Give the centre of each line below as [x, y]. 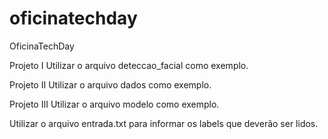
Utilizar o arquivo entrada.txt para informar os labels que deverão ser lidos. [164, 123]
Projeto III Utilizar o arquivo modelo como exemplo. [114, 104]
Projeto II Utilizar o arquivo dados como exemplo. [110, 84]
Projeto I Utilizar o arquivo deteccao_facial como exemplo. [129, 65]
